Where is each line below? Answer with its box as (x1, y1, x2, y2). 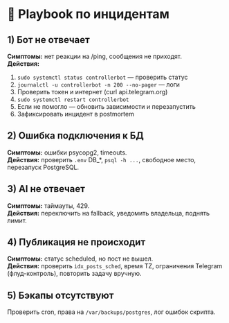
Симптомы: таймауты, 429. (7, 201, 90, 210)
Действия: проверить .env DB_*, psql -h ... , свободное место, (7, 155, 196, 164)
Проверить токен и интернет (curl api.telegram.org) (17, 88, 168, 96)
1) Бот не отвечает (7, 34, 90, 46)
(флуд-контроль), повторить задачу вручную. (7, 270, 142, 278)
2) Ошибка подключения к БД (7, 130, 144, 141)
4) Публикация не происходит (7, 236, 146, 248)
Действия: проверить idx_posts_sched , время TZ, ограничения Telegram (7, 262, 223, 270)
